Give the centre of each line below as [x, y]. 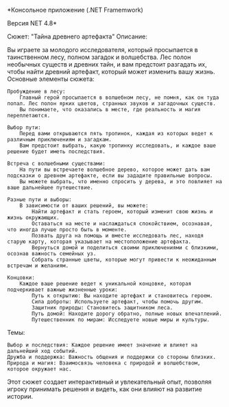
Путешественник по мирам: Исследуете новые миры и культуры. [121, 320]
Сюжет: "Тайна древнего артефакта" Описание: [77, 36]
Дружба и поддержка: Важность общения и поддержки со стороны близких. [111, 357]
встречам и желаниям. [38, 266]
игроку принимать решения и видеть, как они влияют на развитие [105, 389]
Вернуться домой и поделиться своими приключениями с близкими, [125, 248]
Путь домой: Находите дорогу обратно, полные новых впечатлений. [127, 314]
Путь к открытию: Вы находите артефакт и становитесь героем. [122, 296]
